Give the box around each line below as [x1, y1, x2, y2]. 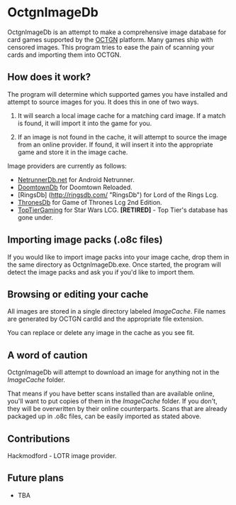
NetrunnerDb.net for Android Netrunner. [17, 175, 135, 184]
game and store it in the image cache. [17, 147, 128, 156]
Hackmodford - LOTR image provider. [7, 452, 117, 459]
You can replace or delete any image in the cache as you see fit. [7, 329, 195, 337]
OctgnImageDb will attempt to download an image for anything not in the [7, 368, 220, 377]
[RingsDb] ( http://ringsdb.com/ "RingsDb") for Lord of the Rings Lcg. [17, 190, 218, 199]
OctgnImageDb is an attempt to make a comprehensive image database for [7, 28, 227, 36]
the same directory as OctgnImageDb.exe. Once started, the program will [7, 260, 221, 269]
